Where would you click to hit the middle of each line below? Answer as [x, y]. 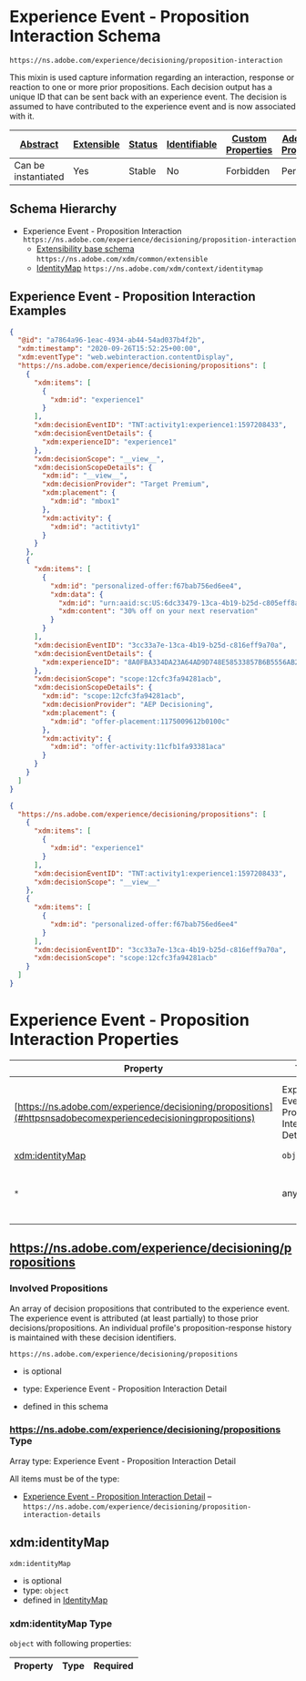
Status [143, 144]
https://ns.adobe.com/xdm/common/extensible [122, 259]
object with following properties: [71, 1643]
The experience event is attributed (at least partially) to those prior [134, 1317]
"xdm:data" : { [76, 594]
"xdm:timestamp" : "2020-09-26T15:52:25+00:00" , [110, 349]
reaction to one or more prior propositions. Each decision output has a [141, 87]
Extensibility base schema [85, 249]
